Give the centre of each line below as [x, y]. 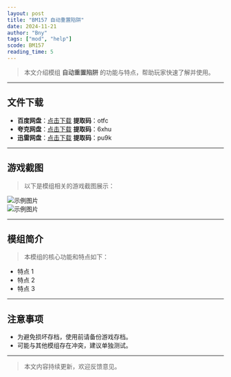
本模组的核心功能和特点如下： [66, 257]
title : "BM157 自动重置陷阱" [46, 20]
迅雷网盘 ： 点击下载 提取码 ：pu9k [64, 138]
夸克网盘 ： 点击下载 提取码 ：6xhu [64, 129]
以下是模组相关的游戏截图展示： [69, 186]
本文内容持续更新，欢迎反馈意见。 [72, 367]
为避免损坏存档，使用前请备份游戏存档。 [74, 337]
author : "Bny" [27, 33]
